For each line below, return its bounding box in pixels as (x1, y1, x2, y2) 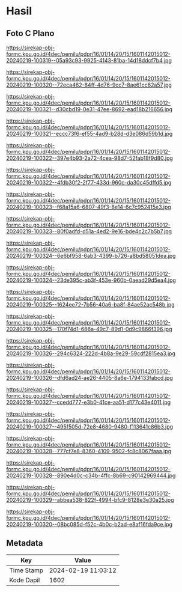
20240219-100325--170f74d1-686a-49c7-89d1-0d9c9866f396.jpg (6, 326, 172, 332)
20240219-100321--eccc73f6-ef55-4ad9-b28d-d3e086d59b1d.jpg (6, 130, 173, 137)
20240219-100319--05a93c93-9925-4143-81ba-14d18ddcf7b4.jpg (6, 57, 172, 64)
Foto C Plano (6, 28, 55, 38)
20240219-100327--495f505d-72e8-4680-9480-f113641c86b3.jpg (6, 423, 173, 430)
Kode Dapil (9, 576, 40, 584)
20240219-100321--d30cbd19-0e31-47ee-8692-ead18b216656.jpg (6, 106, 173, 112)
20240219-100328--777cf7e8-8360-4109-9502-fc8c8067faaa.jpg (6, 448, 172, 454)
